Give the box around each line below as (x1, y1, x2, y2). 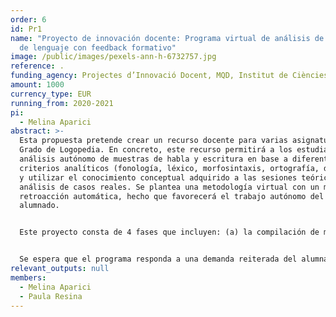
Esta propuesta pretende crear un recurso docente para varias (19, 136, 288, 146)
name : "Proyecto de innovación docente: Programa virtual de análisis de (10, 33, 325, 43)
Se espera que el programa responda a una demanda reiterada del (19, 254, 298, 265)
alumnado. (19, 201, 60, 211)
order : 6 (10, 14, 47, 25)
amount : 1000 (10, 80, 65, 90)
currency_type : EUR (10, 89, 92, 99)
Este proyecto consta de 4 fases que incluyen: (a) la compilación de (19, 227, 320, 238)
